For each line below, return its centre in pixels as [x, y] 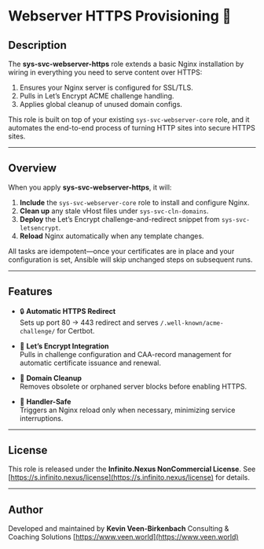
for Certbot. [76, 330]
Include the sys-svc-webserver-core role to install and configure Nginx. [134, 202]
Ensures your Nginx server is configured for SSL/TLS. [106, 87]
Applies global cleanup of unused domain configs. [101, 104]
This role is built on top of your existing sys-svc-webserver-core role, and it [129, 120]
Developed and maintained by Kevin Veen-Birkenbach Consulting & [119, 529]
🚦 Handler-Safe [45, 401]
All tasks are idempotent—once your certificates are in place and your [121, 251]
